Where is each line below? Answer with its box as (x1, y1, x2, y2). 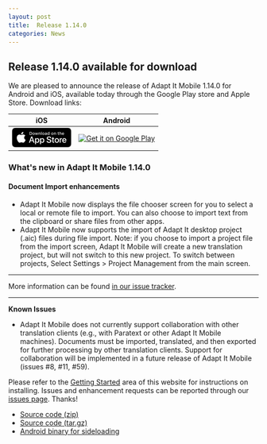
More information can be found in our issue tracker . (8, 281, 177, 291)
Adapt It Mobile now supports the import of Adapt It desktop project (19, 225, 242, 234)
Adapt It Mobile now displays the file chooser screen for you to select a (19, 199, 253, 209)
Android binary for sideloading (19, 426, 120, 436)
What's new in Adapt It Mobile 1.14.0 (8, 162, 151, 173)
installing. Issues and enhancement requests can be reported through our (8, 385, 250, 395)
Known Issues (8, 304, 56, 314)
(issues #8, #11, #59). (19, 361, 90, 371)
